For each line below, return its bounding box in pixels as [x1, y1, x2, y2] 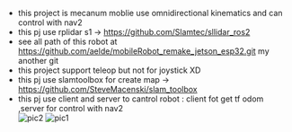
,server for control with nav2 [17, 103, 124, 113]
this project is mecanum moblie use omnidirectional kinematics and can [17, 8, 283, 18]
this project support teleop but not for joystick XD [17, 65, 201, 75]
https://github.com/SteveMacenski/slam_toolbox [17, 84, 198, 94]
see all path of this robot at [17, 36, 118, 47]
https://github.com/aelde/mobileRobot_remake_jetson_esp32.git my [17, 46, 270, 57]
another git [17, 56, 59, 66]
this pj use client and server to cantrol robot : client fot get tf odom [17, 93, 264, 104]
